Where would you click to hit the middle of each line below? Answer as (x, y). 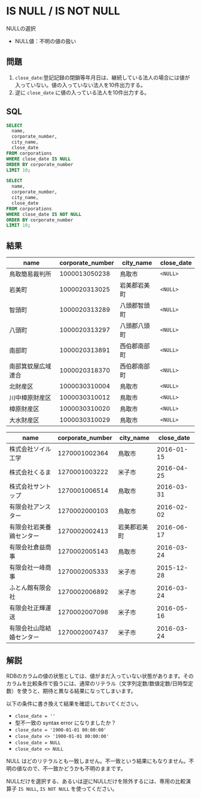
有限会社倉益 (28, 547)
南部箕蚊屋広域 (31, 366)
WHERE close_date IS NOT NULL (44, 214)
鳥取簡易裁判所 (31, 274)
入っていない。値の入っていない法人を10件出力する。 (80, 85)
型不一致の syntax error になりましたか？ (66, 722)
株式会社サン (28, 487)
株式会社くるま (30, 472)
